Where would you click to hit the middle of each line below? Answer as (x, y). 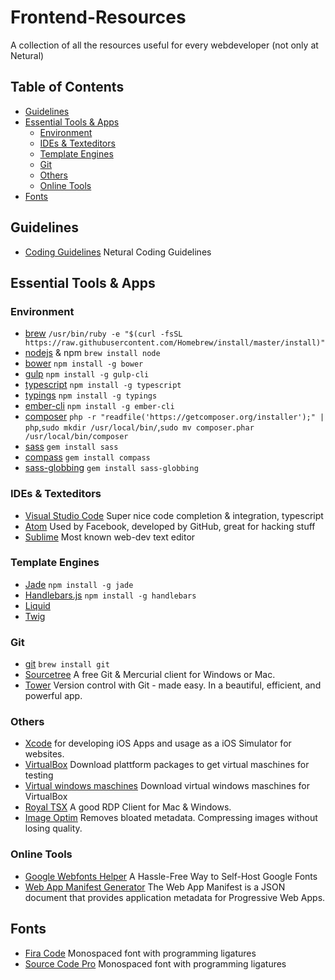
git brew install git (67, 664)
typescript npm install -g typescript (103, 385)
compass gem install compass (87, 457)
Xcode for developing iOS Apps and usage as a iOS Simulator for (158, 743)
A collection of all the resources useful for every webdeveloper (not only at (164, 45)
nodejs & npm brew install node (92, 353)
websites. (44, 754)
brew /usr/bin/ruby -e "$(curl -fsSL (103, 333)
